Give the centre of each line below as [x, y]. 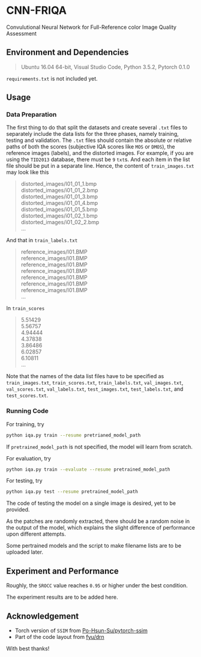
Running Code [28, 411]
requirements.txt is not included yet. [52, 78]
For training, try [25, 424]
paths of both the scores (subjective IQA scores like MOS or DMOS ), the [91, 147]
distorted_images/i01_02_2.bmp [60, 222]
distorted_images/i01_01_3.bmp [59, 197]
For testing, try [25, 481]
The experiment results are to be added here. [62, 597]
